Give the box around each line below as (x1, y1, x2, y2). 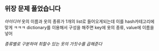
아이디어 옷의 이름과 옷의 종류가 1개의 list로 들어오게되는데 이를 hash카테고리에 (4, 18, 155, 24)
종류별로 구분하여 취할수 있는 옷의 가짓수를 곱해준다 (4, 41, 102, 47)
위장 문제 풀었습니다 (4, 4, 61, 13)
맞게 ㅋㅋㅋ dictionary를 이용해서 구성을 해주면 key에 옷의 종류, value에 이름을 (4, 24, 154, 30)
